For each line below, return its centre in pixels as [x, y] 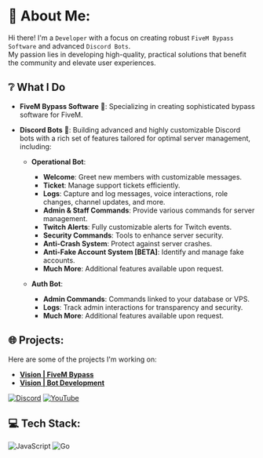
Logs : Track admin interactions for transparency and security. [143, 307]
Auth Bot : [47, 284]
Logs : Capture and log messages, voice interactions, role [135, 193]
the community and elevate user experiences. [82, 63]
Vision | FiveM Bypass [57, 374]
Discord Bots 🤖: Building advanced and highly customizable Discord [130, 129]
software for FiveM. [51, 114]
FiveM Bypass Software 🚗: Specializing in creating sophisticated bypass [137, 106]
